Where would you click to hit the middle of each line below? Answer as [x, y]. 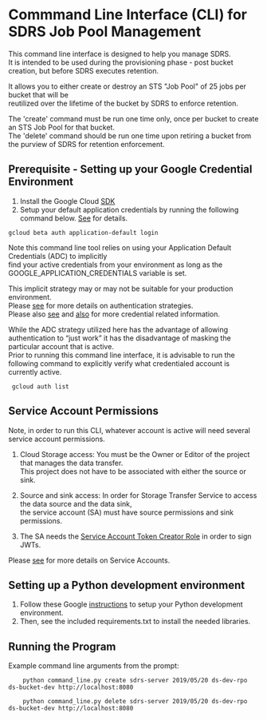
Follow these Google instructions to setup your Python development [131, 604]
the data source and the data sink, [76, 503]
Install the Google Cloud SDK [67, 201]
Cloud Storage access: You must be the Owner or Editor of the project [135, 454]
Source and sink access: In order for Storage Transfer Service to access [138, 495]
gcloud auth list [40, 386]
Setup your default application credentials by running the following [129, 209]
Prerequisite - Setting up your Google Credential [130, 169]
